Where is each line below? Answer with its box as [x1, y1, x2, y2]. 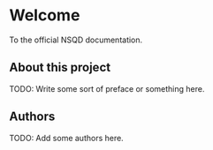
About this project [9, 60, 111, 75]
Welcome [9, 5, 80, 26]
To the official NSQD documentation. [9, 34, 143, 45]
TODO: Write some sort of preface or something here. [9, 83, 205, 94]
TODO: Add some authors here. [9, 132, 124, 143]
